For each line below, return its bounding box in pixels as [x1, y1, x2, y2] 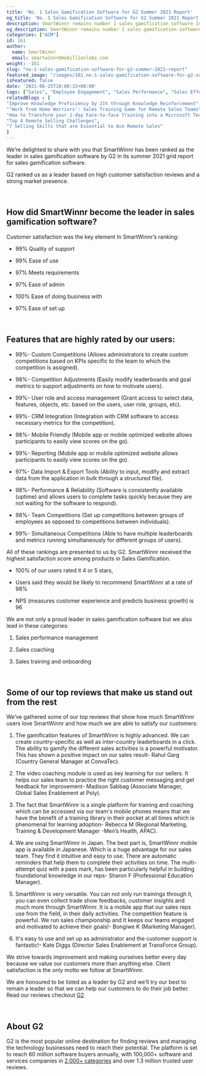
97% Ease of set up [15, 304, 66, 312]
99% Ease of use [15, 256, 59, 264]
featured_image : [6, 72, 48, 78]
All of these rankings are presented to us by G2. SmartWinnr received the [6, 548, 192, 555]
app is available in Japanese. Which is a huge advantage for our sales [15, 846, 192, 853]
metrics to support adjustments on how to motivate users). [15, 382, 164, 389]
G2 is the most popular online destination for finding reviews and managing [6, 1037, 196, 1045]
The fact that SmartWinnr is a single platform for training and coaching [15, 801, 194, 809]
